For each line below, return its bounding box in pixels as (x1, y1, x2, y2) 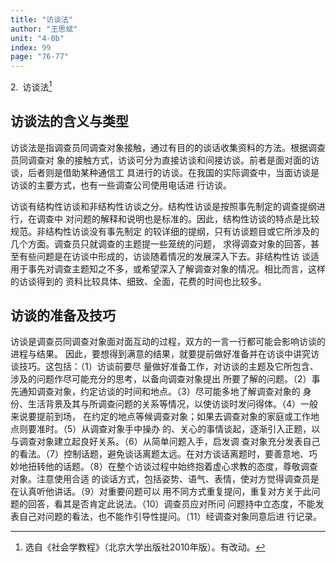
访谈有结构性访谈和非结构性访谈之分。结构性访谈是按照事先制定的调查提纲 (10, 200, 317, 212)
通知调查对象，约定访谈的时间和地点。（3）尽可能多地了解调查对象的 (18, 386, 301, 398)
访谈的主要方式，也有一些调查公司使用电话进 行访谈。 (10, 179, 232, 191)
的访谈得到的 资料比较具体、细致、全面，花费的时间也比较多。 (10, 275, 267, 287)
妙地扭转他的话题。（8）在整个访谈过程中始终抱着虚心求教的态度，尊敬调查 (10, 461, 318, 473)
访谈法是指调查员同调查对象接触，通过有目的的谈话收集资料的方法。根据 (10, 141, 308, 153)
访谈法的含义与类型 (10, 113, 129, 130)
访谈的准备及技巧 (10, 307, 116, 324)
